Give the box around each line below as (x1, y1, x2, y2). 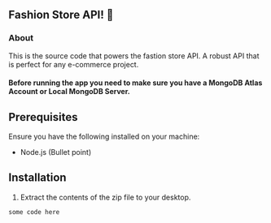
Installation (8, 171, 67, 185)
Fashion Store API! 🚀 (8, 8, 114, 22)
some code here (8, 208, 60, 216)
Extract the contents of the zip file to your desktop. (20, 192, 191, 202)
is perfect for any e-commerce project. (8, 59, 139, 69)
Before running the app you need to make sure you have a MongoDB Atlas (8, 78, 263, 88)
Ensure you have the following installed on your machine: (8, 131, 200, 142)
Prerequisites (8, 110, 78, 124)
